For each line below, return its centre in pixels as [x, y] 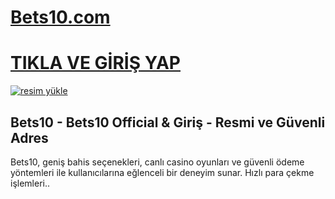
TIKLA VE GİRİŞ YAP [96, 63]
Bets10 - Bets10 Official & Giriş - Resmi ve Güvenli [168, 122]
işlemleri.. [30, 183]
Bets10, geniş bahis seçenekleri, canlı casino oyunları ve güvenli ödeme [157, 162]
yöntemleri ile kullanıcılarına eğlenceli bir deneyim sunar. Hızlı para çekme [162, 172]
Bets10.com [60, 17]
